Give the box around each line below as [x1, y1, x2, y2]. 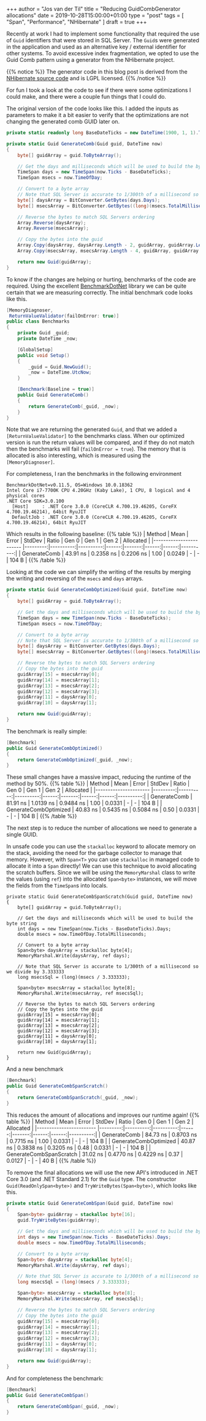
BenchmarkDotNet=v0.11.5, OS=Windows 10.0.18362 [6, 482, 133, 488]
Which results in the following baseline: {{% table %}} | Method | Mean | [6, 530, 189, 538]
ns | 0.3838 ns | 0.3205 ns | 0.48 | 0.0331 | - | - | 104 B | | [6, 1144, 151, 1151]
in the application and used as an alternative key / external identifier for [6, 43, 186, 50]
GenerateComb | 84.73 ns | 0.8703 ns [102, 1131, 197, 1138]
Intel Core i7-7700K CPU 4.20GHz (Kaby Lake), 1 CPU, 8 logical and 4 [6, 488, 191, 494]
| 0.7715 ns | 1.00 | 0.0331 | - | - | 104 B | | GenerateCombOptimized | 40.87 [6, 1137, 196, 1144]
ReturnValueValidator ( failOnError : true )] [9, 313, 120, 319]
